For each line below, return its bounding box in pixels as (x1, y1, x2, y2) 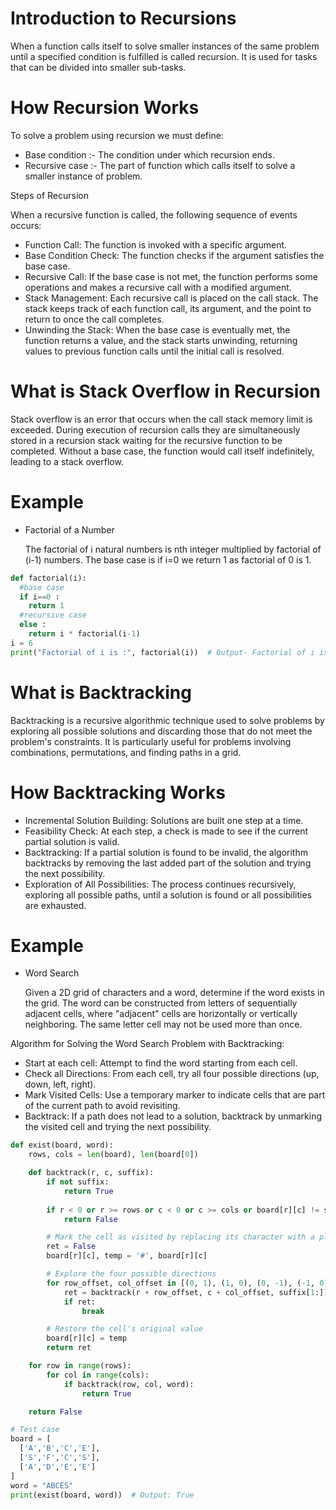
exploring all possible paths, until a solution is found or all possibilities (24, 888, 313, 901)
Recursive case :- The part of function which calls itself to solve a (24, 159, 296, 171)
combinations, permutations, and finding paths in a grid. (10, 746, 242, 758)
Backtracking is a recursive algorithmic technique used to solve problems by (10, 714, 325, 726)
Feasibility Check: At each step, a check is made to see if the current (24, 825, 309, 837)
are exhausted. (24, 899, 87, 911)
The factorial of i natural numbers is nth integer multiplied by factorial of (24, 543, 322, 555)
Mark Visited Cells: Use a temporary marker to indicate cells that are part (24, 1089, 326, 1101)
